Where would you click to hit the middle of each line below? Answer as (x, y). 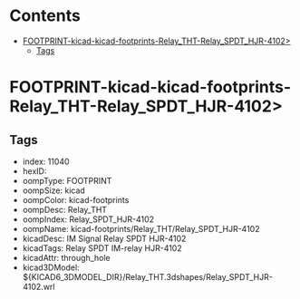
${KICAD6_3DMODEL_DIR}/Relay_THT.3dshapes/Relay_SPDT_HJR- (148, 276)
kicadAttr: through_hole (66, 257)
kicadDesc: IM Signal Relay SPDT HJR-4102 (104, 238)
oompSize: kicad (54, 190)
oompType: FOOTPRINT (67, 180)
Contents (45, 16)
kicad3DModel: (51, 267)
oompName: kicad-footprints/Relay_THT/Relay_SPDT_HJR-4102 (141, 228)
